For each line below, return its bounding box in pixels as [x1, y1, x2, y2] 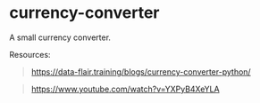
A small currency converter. [9, 32, 112, 43]
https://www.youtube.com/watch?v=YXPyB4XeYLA [30, 83, 221, 94]
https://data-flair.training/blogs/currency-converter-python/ [30, 66, 252, 77]
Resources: [9, 49, 51, 59]
